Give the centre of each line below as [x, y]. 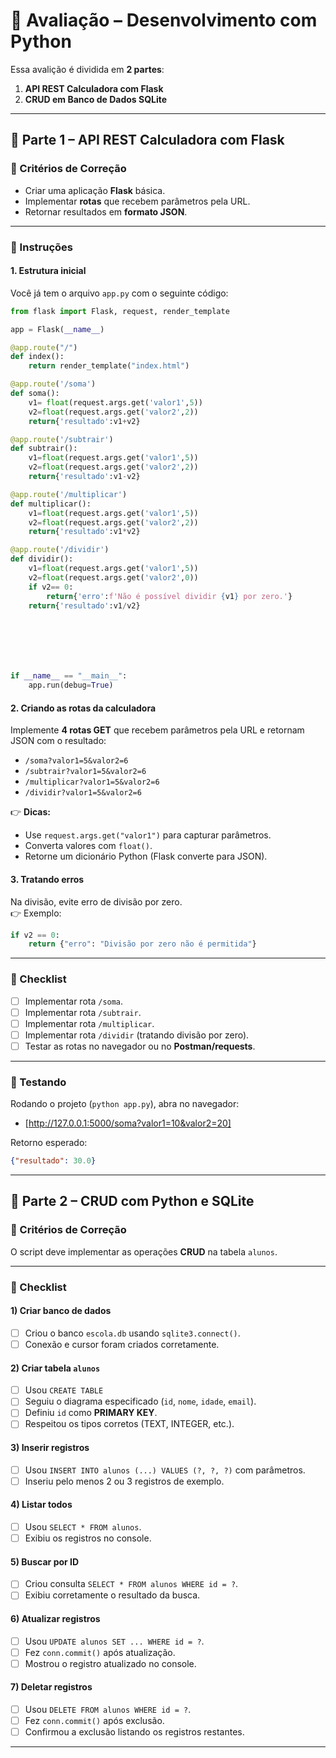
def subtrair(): [44, 449]
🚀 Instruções [41, 247]
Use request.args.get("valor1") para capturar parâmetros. [148, 835]
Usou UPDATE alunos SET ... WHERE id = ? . [114, 1641]
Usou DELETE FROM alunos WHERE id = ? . [108, 1710]
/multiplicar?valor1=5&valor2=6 [92, 782]
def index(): [37, 357]
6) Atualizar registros [55, 1619]
